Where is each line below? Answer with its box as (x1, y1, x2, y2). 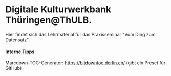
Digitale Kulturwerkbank (5, 4, 112, 15)
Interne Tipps (5, 48, 35, 55)
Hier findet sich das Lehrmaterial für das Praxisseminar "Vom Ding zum (5, 31, 156, 37)
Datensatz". (5, 37, 30, 43)
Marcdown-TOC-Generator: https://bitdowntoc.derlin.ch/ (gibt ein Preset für (5, 60, 166, 66)
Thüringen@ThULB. (5, 14, 92, 26)
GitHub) (5, 65, 22, 71)
